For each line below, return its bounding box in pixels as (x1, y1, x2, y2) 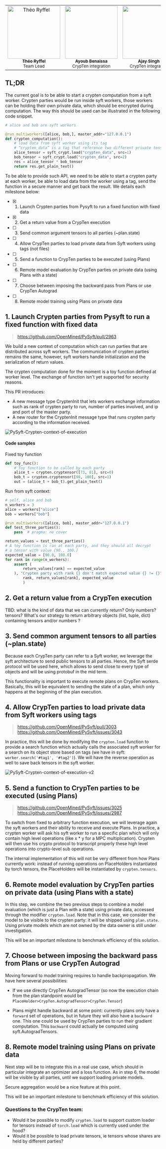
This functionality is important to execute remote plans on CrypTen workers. (5, 678, 160, 684)
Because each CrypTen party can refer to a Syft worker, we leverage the (5, 653, 153, 658)
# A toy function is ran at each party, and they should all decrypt (5, 544, 152, 548)
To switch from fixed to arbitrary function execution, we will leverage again (5, 820, 157, 825)
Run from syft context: (5, 488, 51, 494)
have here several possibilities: (5, 978, 68, 984)
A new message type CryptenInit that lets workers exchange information (12, 398, 160, 404)
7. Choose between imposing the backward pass (5, 951, 158, 960)
